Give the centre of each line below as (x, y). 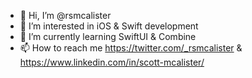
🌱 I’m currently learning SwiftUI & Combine (108, 36)
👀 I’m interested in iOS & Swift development (109, 26)
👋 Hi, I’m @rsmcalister (65, 15)
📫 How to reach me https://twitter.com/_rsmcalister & (131, 48)
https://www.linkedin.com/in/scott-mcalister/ (112, 62)
